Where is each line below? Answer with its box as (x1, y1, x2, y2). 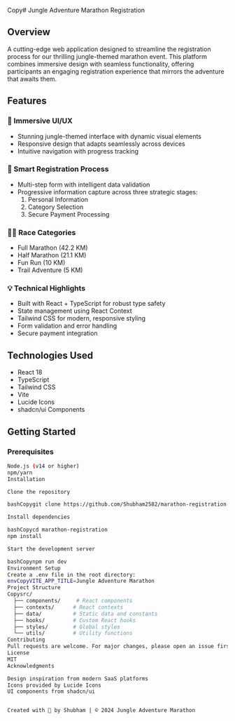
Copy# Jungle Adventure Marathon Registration (7, 6, 145, 14)
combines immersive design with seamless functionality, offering (7, 60, 194, 68)
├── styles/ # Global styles (13, 624, 120, 631)
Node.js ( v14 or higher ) (7, 462, 80, 469)
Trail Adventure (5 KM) (17, 266, 83, 274)
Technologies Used (7, 349, 93, 361)
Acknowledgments (7, 662, 55, 669)
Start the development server (7, 545, 96, 553)
